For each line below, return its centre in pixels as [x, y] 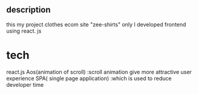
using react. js [24, 31]
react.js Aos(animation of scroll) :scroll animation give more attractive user [99, 72]
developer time [25, 84]
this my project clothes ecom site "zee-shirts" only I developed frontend [96, 24]
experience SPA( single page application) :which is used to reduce [89, 78]
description [28, 10]
